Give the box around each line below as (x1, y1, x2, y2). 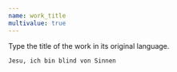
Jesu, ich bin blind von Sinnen (8, 57, 116, 65)
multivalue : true (8, 19, 66, 27)
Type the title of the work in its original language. (8, 41, 170, 50)
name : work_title (8, 11, 66, 20)
